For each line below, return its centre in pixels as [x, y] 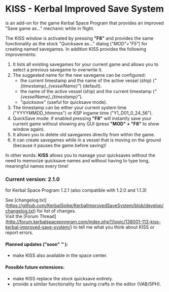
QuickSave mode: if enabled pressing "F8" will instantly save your [82, 118]
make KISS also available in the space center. [60, 255]
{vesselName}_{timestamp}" [50, 97]
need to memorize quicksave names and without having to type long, [77, 160]
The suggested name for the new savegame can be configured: [79, 75]
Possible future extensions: [35, 267]
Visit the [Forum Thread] [31, 216]
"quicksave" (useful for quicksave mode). [64, 102]
